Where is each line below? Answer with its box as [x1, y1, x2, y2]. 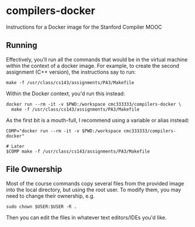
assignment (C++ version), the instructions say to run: [6, 68, 136, 75]
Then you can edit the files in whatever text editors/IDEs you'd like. [6, 214, 167, 221]
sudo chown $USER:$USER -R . [6, 204, 77, 209]
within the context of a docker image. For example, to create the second [6, 62, 180, 69]
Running [6, 40, 38, 50]
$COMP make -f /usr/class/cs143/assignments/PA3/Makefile [6, 148, 150, 154]
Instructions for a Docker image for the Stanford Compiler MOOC [6, 23, 162, 30]
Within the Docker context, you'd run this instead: [6, 90, 126, 97]
